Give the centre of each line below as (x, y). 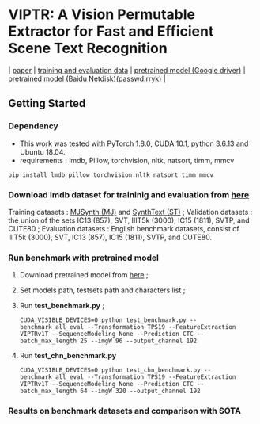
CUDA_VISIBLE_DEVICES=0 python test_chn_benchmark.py (110, 370)
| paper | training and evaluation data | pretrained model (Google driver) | (127, 70)
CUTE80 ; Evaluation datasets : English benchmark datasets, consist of (124, 228)
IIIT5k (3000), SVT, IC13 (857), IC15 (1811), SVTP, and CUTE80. (110, 237)
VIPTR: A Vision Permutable (102, 15)
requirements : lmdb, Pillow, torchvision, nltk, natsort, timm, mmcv (127, 160)
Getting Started (47, 103)
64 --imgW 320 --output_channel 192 (140, 391)
